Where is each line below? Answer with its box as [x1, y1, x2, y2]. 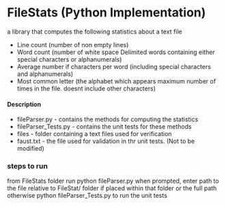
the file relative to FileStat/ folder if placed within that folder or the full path [7, 184, 217, 192]
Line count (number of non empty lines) [16, 40, 129, 49]
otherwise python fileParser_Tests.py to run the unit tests [7, 192, 167, 200]
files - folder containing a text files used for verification [16, 130, 172, 138]
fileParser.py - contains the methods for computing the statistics [16, 115, 199, 124]
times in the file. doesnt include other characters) [16, 84, 156, 92]
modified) [16, 144, 44, 153]
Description [7, 100, 42, 108]
